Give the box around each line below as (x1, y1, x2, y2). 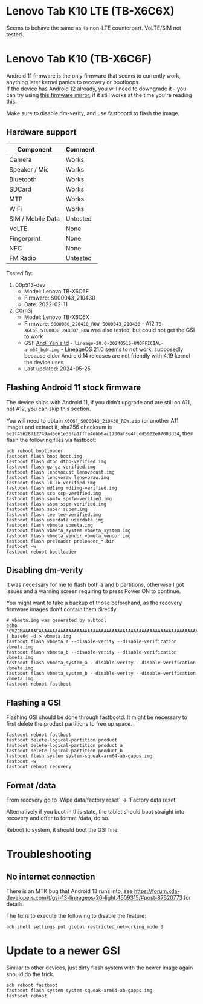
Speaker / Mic (9, 165, 50, 173)
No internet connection (6, 871, 95, 882)
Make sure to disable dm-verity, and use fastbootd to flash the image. (6, 109, 180, 116)
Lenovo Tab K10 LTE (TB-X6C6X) (6, 4, 175, 18)
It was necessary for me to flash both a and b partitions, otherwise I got (6, 581, 184, 589)
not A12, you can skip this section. (6, 405, 91, 412)
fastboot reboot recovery (6, 764, 71, 770)
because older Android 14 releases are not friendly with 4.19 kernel (24, 352, 190, 359)
